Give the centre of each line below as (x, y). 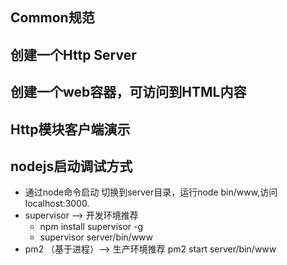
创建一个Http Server (73, 54)
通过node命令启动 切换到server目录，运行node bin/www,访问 (151, 192)
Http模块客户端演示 (70, 129)
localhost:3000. (57, 204)
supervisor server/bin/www (96, 237)
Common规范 (52, 18)
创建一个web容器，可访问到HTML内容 (128, 92)
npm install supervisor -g (91, 227)
